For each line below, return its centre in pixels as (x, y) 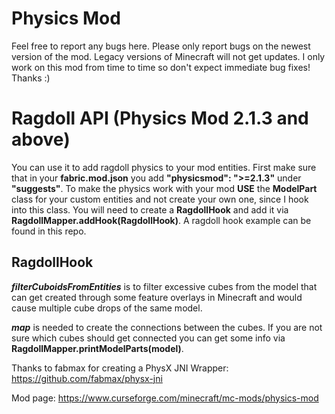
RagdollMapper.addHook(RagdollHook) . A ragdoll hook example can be (161, 220)
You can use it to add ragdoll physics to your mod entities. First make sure (164, 167)
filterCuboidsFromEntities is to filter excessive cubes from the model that (164, 286)
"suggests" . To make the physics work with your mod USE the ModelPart (164, 188)
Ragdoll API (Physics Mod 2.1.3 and (160, 118)
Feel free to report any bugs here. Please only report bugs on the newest (161, 46)
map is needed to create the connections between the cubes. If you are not (167, 327)
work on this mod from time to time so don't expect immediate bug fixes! (161, 67)
